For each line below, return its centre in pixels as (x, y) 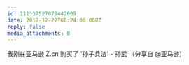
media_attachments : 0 (39, 33)
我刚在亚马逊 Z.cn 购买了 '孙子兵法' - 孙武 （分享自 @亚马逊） (97, 54)
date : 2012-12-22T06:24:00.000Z (54, 20)
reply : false (26, 27)
